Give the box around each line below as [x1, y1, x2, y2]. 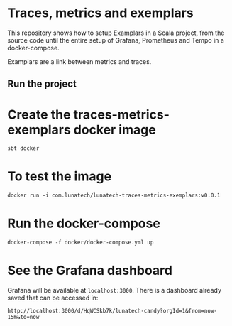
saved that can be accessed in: [7, 293, 99, 303]
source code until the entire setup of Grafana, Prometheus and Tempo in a [7, 36, 225, 44]
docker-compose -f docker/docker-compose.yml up [7, 239, 154, 246]
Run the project [7, 78, 77, 90]
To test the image [7, 168, 112, 185]
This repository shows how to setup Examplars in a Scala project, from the [7, 28, 225, 37]
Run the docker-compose [7, 215, 161, 232]
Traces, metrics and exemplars [7, 5, 194, 21]
